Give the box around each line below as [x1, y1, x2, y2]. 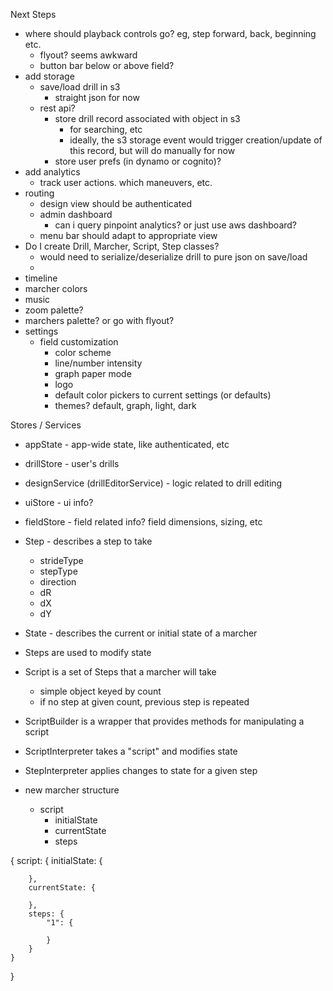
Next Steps [10, 9, 57, 20]
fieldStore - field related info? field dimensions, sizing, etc [24, 516, 263, 528]
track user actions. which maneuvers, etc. [39, 177, 213, 188]
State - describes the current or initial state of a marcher [24, 627, 258, 639]
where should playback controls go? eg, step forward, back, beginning [24, 28, 317, 39]
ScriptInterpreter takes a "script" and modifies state [24, 745, 238, 757]
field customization [39, 336, 119, 348]
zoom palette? [24, 304, 84, 316]
